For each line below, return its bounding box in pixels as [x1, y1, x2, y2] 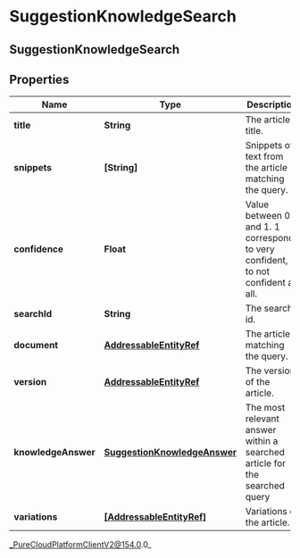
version [13, 376, 47, 388]
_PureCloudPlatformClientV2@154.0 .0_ [9, 539, 152, 550]
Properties [9, 71, 70, 87]
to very [245, 243, 275, 255]
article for [245, 457, 287, 470]
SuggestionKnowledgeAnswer [104, 446, 237, 459]
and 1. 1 [245, 221, 280, 233]
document [13, 339, 59, 352]
